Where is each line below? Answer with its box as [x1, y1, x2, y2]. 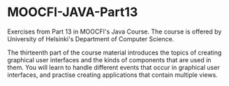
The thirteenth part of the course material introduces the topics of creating [7, 48, 222, 57]
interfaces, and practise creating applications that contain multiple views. [7, 71, 218, 79]
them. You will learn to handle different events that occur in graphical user [7, 63, 220, 71]
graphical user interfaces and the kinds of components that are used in [7, 55, 212, 64]
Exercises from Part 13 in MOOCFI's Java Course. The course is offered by [7, 27, 222, 36]
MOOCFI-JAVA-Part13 [7, 4, 138, 20]
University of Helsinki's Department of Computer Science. [7, 34, 175, 43]
